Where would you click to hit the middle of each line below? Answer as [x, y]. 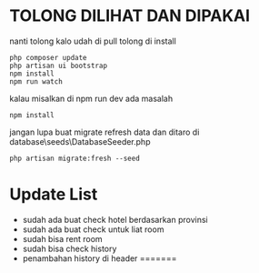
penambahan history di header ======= [100, 258]
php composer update [49, 57]
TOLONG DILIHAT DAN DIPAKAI [130, 16]
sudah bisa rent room [62, 238]
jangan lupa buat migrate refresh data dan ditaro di [105, 132]
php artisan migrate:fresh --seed [75, 158]
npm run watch [36, 81]
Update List [54, 194]
